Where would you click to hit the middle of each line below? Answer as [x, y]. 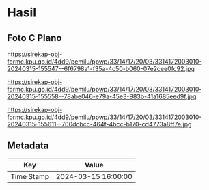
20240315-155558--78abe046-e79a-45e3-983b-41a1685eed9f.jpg [102, 96]
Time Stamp [30, 176]
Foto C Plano [34, 38]
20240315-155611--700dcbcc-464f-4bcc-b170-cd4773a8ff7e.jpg [99, 124]
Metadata [28, 146]
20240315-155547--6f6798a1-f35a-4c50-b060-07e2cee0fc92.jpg [101, 69]
